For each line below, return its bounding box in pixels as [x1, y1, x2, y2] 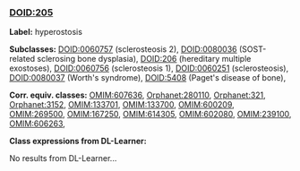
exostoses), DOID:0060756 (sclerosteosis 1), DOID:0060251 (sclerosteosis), [9, 63, 289, 73]
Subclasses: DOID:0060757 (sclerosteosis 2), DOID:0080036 [9, 44, 237, 55]
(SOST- [238, 44, 267, 55]
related [9, 54, 36, 64]
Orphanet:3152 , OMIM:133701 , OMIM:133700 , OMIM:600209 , [9, 99, 235, 110]
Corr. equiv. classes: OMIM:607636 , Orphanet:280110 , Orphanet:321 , [9, 90, 266, 100]
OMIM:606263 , [9, 118, 65, 129]
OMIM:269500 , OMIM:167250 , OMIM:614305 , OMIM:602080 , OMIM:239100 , [9, 109, 292, 120]
